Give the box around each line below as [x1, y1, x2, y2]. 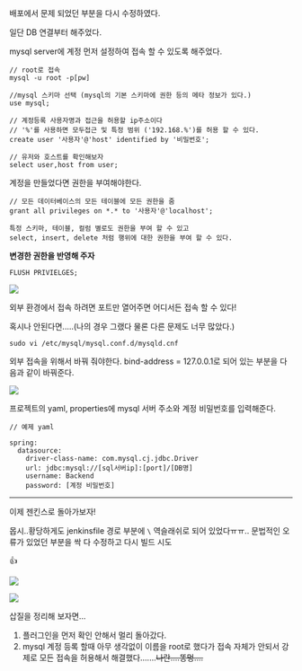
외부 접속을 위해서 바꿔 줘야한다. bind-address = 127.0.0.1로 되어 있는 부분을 [9, 356, 279, 366]
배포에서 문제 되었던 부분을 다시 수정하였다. [9, 8, 161, 18]
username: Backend [25, 472, 94, 481]
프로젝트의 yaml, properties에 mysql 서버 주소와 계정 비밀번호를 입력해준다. [9, 403, 277, 413]
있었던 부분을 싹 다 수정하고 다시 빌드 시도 [25, 537, 173, 547]
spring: [9, 438, 39, 447]
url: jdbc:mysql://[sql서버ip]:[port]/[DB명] [25, 464, 193, 472]
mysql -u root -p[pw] [9, 74, 91, 83]
